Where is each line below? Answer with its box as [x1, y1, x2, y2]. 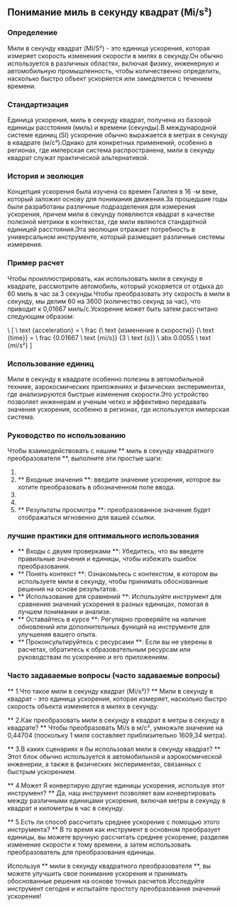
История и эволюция [7, 171, 84, 181]
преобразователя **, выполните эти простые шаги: [7, 454, 162, 462]
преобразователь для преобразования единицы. [7, 847, 156, 856]
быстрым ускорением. [7, 767, 77, 775]
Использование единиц [7, 359, 94, 368]
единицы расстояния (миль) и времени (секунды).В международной [7, 123, 216, 132]
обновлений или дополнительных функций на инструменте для [17, 622, 211, 631]
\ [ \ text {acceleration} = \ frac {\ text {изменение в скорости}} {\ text [7, 326, 214, 334]
